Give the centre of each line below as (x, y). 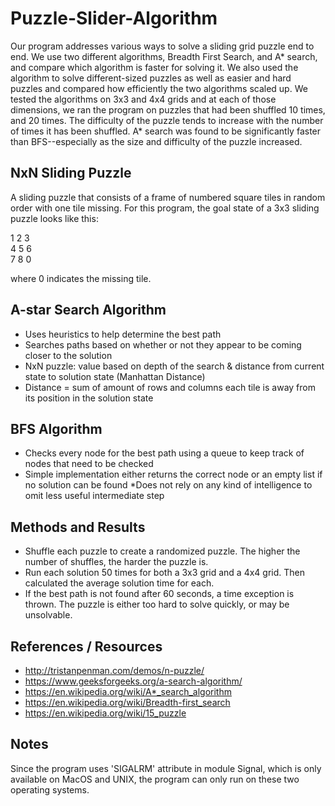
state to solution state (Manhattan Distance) (115, 376)
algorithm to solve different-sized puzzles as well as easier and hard (151, 78)
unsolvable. (48, 615)
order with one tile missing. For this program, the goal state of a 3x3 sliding (165, 208)
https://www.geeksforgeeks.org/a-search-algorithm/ (133, 681)
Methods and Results (78, 527)
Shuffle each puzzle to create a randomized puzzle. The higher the (162, 551)
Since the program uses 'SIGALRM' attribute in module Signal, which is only (166, 768)
